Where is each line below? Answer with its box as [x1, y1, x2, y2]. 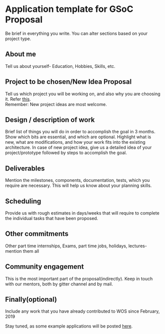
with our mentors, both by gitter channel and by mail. [5, 281, 113, 287]
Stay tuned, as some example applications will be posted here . [5, 323, 133, 329]
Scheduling [5, 197, 41, 205]
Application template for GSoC [5, 3, 134, 15]
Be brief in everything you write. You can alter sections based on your [5, 30, 148, 36]
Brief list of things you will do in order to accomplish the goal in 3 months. [5, 129, 156, 135]
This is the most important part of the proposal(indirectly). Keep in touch [5, 276, 153, 281]
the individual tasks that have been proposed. [5, 216, 98, 221]
